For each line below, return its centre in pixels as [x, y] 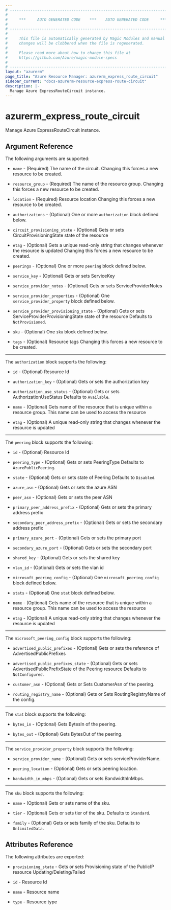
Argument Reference [39, 146]
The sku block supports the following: [45, 793]
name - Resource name [36, 892]
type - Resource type [35, 902]
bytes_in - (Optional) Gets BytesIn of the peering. [65, 724]
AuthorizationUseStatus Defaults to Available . [61, 397]
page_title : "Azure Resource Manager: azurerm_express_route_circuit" [82, 77]
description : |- [22, 86]
